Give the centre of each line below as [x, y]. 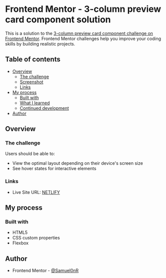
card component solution [58, 20]
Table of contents [33, 60]
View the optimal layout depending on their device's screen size [78, 163]
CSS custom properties [36, 238]
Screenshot [31, 82]
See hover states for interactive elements [54, 169]
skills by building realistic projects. [40, 44]
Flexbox [20, 243]
